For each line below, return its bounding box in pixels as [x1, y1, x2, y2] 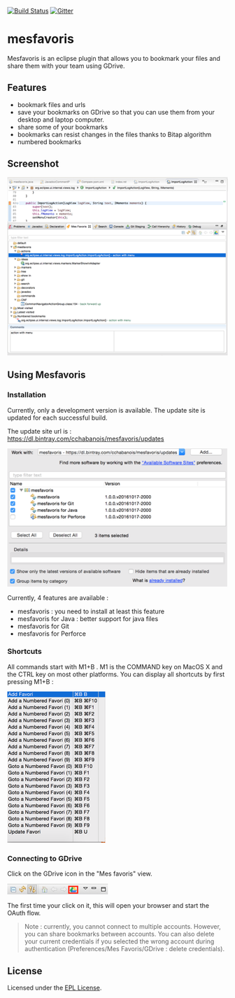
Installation [7, 390, 47, 400]
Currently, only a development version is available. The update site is [7, 406, 206, 414]
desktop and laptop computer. [17, 115, 105, 124]
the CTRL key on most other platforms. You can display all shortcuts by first [7, 670, 225, 678]
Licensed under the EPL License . [7, 983, 102, 992]
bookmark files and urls [17, 100, 86, 108]
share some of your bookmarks [17, 122, 108, 131]
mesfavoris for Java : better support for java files [17, 614, 159, 622]
